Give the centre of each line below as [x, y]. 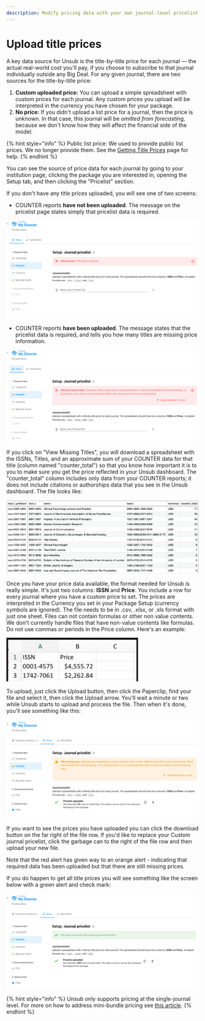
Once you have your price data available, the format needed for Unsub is [98, 583]
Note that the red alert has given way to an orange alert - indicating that [97, 860]
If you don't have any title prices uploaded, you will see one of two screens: [102, 193]
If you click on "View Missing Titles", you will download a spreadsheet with [100, 452]
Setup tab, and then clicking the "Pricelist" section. [70, 181]
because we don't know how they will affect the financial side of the [101, 125]
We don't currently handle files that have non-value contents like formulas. [100, 623]
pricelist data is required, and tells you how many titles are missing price [106, 335]
